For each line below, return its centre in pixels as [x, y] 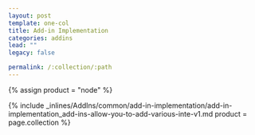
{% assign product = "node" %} [61, 89]
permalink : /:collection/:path [60, 67]
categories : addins [41, 38]
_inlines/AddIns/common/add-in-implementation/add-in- [139, 105]
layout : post [30, 16]
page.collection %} [39, 122]
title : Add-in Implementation [59, 30]
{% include [26, 105]
